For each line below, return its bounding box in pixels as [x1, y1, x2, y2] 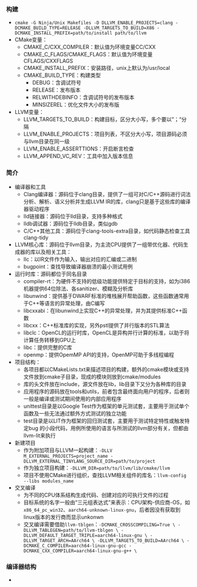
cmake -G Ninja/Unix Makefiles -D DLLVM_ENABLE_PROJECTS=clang [14, 20, 173, 26]
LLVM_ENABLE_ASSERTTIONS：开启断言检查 [23, 145, 134, 152]
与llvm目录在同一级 [23, 138, 70, 145]
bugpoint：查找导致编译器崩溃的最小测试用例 [23, 263, 133, 270]
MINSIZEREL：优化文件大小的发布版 [32, 101, 119, 108]
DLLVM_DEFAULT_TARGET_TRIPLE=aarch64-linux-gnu [23, 532, 142, 538]
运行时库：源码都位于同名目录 [14, 270, 87, 277]
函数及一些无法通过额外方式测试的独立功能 [23, 410, 127, 417]
